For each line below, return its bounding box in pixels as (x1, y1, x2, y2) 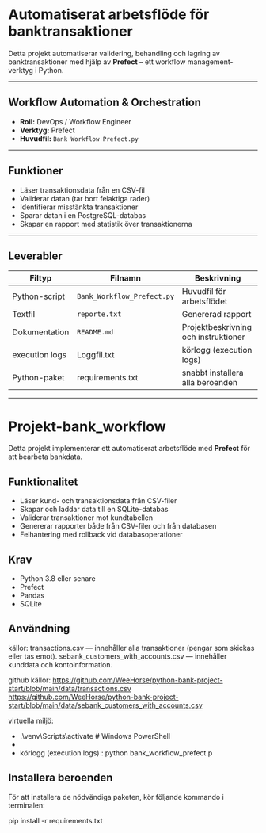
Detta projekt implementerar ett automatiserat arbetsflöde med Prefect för (8, 444, 251, 453)
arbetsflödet (181, 296, 228, 307)
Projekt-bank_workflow (8, 418, 166, 435)
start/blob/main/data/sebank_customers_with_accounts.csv (8, 700, 203, 710)
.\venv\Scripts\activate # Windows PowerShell (19, 731, 171, 740)
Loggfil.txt (76, 350, 115, 361)
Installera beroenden (8, 771, 113, 785)
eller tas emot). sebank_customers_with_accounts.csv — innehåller (8, 651, 227, 661)
